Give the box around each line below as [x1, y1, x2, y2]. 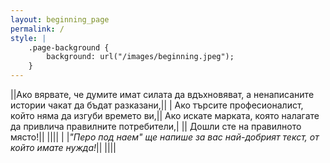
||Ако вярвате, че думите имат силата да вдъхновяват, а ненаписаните [10, 89, 315, 100]
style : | [10, 33, 47, 43]
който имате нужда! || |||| [10, 142, 117, 153]
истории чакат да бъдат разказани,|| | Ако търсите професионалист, [10, 99, 304, 111]
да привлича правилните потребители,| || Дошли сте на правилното [10, 121, 302, 132]
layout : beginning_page [10, 14, 110, 25]
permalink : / [10, 24, 65, 34]
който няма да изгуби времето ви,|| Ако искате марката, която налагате [10, 110, 320, 121]
